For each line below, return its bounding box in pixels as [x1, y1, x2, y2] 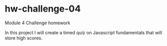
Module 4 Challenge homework [5, 20, 71, 26]
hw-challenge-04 [5, 3, 81, 15]
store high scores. [5, 35, 43, 41]
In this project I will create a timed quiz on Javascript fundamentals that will [5, 29, 162, 35]
